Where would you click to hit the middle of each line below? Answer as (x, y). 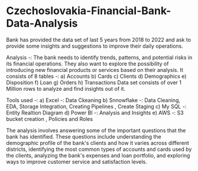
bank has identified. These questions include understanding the (84, 136)
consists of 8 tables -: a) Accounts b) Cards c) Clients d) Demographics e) (96, 76)
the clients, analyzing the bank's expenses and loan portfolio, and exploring (98, 155)
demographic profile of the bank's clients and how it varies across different (98, 143)
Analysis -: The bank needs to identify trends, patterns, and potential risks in (99, 57)
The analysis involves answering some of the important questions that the (96, 130)
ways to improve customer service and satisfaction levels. (77, 162)
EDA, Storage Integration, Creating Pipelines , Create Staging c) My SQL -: (96, 106)
